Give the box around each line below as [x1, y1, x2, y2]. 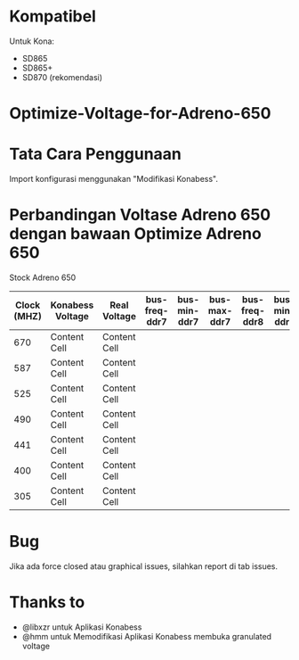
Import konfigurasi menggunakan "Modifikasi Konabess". [9, 174, 219, 185]
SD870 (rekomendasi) [21, 71, 103, 82]
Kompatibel [9, 6, 96, 27]
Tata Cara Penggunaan [9, 144, 182, 164]
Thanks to [9, 592, 85, 613]
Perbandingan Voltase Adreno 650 [9, 205, 271, 225]
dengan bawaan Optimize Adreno [9, 224, 263, 244]
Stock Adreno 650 [9, 272, 77, 283]
